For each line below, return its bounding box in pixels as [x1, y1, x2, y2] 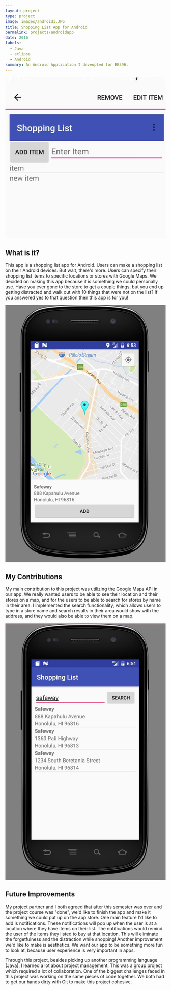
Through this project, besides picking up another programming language [5, 957, 158, 963]
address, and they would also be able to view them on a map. [5, 613, 134, 619]
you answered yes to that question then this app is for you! [5, 294, 129, 301]
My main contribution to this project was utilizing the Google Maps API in [5, 586, 158, 592]
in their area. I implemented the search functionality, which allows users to [5, 602, 161, 608]
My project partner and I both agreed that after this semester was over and [5, 904, 162, 910]
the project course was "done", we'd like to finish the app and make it [5, 909, 151, 915]
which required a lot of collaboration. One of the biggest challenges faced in [5, 968, 165, 974]
